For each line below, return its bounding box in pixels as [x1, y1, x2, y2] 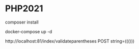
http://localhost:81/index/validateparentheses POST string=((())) [5, 38, 135, 44]
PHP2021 [5, 3, 43, 14]
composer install [5, 19, 39, 25]
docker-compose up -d [5, 28, 53, 34]
